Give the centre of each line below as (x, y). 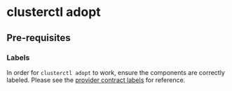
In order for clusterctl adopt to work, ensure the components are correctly (116, 72)
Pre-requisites (39, 38)
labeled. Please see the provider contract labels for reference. (96, 80)
